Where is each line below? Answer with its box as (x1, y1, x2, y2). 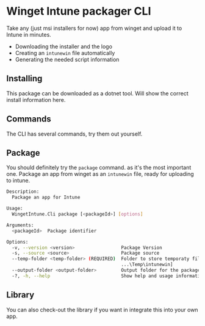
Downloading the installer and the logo (15, 43, 113, 50)
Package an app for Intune (12, 194, 81, 201)
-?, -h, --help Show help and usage (12, 273, 173, 279)
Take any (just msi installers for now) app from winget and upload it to (6, 24, 182, 32)
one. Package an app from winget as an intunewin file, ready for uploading (6, 170, 194, 178)
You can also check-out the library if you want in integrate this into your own (6, 306, 198, 313)
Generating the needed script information (15, 56, 120, 63)
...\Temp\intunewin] (121, 261, 173, 268)
